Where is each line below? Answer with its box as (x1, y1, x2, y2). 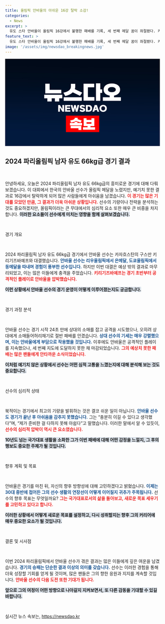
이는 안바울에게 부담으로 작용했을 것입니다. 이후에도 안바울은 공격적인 (11, 339, 143, 345)
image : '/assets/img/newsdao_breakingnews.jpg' (5, 44, 105, 49)
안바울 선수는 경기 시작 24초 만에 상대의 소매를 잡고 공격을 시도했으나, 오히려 (5, 327, 152, 333)
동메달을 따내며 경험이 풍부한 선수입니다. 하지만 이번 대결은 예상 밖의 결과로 (5, 264, 149, 270)
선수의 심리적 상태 (5, 388, 39, 394)
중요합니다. (5, 368, 27, 374)
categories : (5, 13, 29, 18)
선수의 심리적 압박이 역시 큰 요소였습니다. (5, 426, 83, 432)
